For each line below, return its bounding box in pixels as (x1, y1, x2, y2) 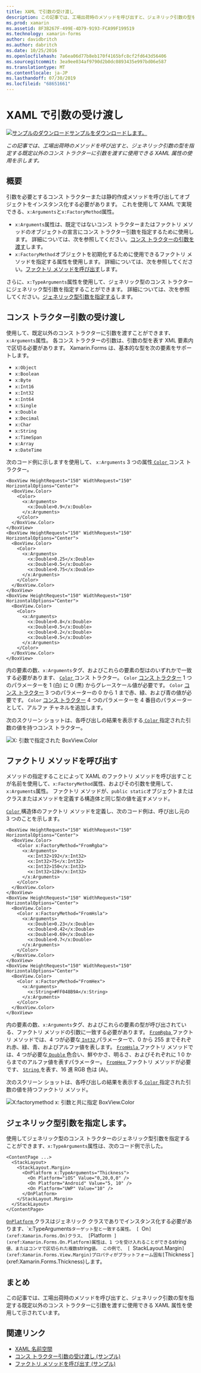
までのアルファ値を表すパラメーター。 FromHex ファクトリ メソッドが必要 (11, 1058, 191, 1066)
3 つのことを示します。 (6, 815, 63, 823)
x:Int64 (14, 396, 34, 402)
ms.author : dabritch (6, 42, 58, 48)
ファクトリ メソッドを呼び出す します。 (25, 265, 121, 272)
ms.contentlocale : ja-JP (6, 70, 68, 76)
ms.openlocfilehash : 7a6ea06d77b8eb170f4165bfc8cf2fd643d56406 (6, 53, 167, 59)
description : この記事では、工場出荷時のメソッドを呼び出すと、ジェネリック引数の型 (6, 14, 192, 20)
